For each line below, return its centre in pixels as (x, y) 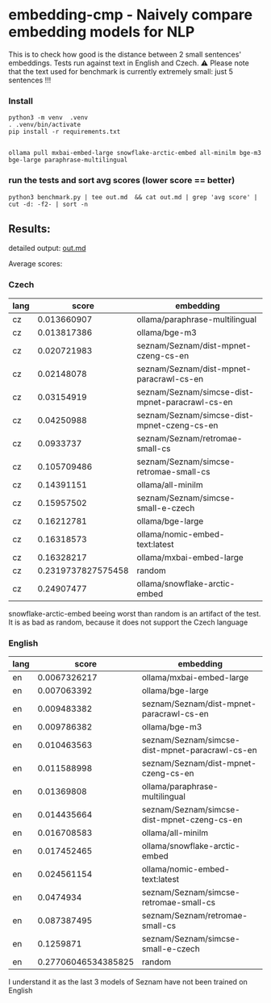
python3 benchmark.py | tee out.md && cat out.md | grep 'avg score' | (133, 197)
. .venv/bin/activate (45, 125)
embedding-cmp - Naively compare (130, 15)
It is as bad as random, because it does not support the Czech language (128, 622)
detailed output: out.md (47, 249)
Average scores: (35, 264)
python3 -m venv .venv (48, 118)
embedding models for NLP (102, 32)
